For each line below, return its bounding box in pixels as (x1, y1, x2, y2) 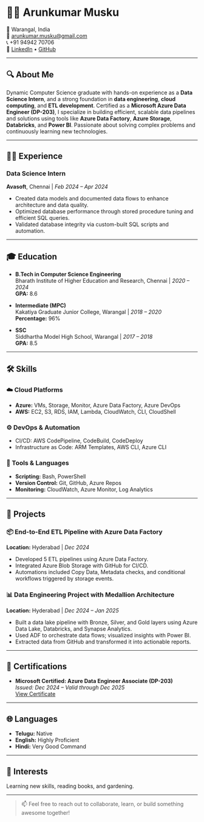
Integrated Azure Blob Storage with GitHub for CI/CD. (15, 562, 149, 569)
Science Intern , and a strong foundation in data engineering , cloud (6, 95, 176, 102)
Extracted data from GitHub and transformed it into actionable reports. (15, 638, 191, 645)
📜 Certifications (6, 661, 67, 671)
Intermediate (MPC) (15, 302, 67, 310)
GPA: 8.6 (15, 290, 38, 297)
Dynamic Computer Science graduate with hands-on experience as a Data (6, 88, 193, 96)
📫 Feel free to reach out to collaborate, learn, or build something (21, 800, 184, 807)
